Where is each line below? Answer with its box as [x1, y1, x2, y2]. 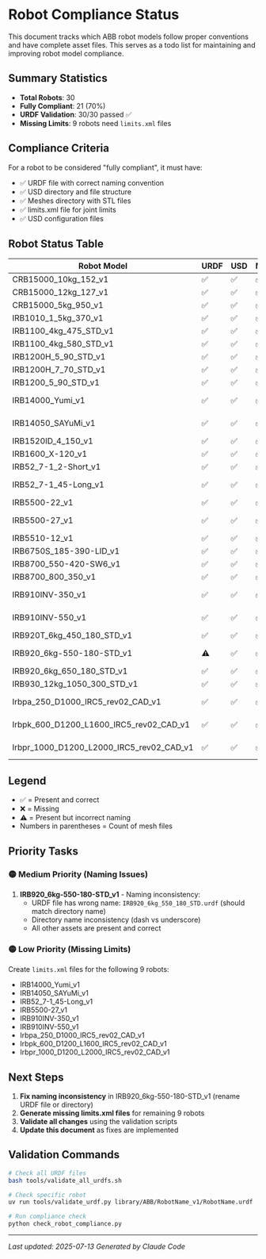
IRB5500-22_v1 [12, 497, 74, 509]
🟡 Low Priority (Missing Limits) [8, 943, 131, 954]
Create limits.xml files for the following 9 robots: [8, 965, 169, 974]
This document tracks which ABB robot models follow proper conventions [8, 32, 249, 41]
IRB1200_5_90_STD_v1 [12, 377, 101, 388]
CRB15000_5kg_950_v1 [12, 300, 104, 311]
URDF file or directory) [19, 1100, 93, 1109]
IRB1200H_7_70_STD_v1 [12, 364, 106, 375]
